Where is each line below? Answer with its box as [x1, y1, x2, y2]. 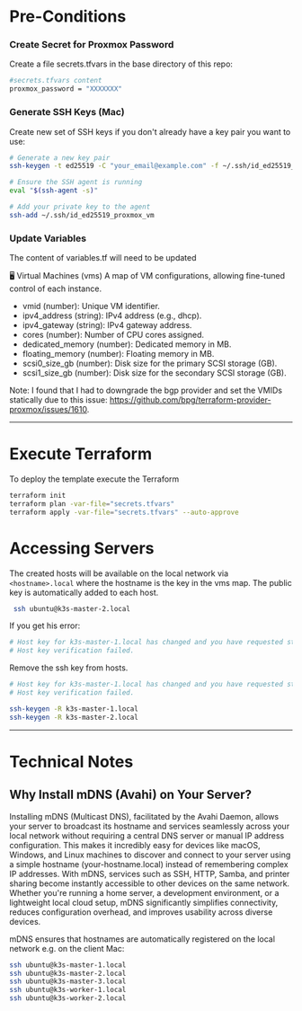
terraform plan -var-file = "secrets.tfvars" [9, 499, 175, 509]
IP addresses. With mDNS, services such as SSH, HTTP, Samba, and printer [9, 868, 290, 879]
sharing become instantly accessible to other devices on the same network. [9, 878, 290, 889]
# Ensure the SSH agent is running [9, 178, 143, 187]
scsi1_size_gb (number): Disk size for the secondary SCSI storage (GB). [22, 368, 287, 378]
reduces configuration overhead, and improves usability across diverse [9, 906, 273, 918]
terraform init [9, 492, 67, 501]
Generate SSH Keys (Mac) [9, 106, 126, 119]
